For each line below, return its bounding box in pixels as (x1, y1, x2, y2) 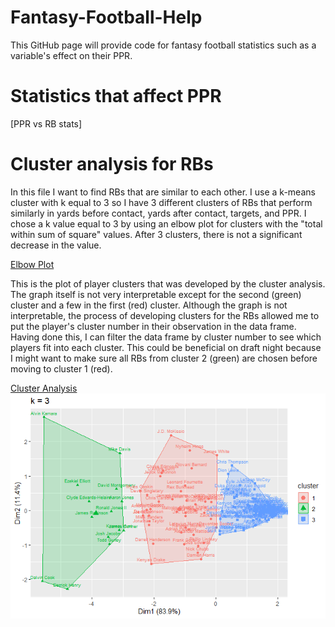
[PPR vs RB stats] (10, 117, 83, 130)
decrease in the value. (10, 239, 102, 251)
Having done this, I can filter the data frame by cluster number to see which (10, 331, 322, 343)
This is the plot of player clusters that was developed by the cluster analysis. (10, 277, 326, 290)
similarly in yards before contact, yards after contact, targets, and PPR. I (10, 207, 307, 219)
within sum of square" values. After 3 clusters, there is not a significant (10, 228, 303, 240)
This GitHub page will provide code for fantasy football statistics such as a (10, 39, 317, 51)
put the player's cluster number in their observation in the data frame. (10, 320, 297, 332)
